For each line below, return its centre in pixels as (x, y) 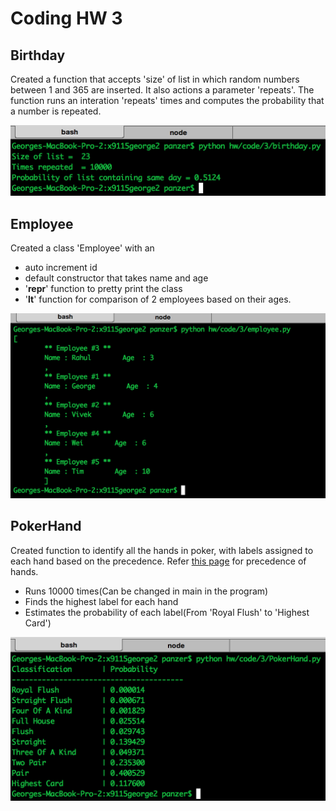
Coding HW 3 (66, 18)
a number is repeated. (56, 111)
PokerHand (46, 526)
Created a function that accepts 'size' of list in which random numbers (155, 79)
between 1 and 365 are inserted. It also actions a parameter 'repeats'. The (162, 90)
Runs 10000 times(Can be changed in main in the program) (146, 591)
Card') (38, 623)
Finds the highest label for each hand (101, 601)
